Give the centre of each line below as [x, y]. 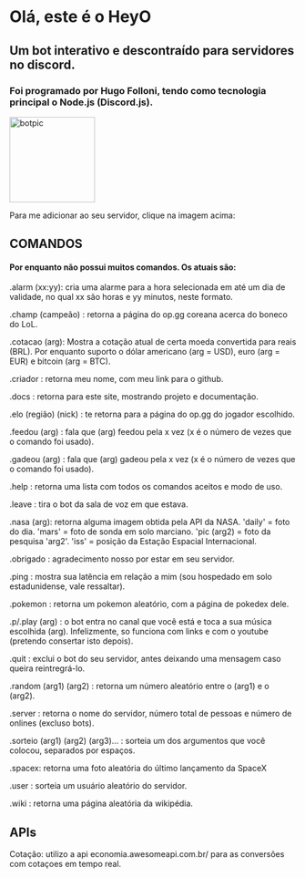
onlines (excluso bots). [52, 723]
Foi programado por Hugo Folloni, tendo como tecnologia [138, 90]
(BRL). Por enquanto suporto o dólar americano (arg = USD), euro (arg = [145, 352]
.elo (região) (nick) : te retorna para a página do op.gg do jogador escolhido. [152, 414]
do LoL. [24, 325]
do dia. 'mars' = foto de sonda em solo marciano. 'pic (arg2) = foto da [140, 532]
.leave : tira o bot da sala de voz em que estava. [99, 504]
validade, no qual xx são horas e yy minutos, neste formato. [122, 297]
